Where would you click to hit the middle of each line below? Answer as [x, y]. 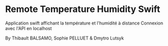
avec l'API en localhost [29, 28]
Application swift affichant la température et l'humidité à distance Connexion [84, 23]
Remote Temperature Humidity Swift [83, 9]
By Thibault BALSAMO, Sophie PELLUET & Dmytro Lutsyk [65, 38]
